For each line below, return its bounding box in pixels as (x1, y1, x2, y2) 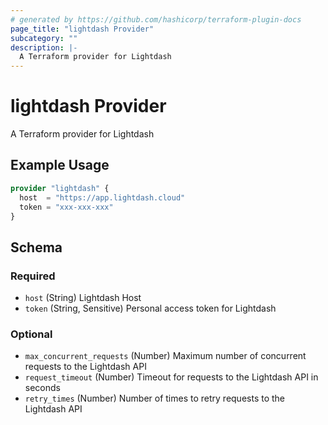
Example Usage (10, 157, 110, 174)
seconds (24, 382, 61, 394)
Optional (10, 327, 53, 341)
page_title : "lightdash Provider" (10, 24, 155, 34)
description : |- (10, 42, 78, 53)
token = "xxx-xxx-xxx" (19, 202, 114, 212)
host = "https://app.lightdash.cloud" (19, 192, 186, 203)
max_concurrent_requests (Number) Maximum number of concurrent (24, 350, 307, 362)
